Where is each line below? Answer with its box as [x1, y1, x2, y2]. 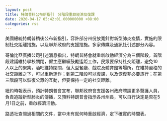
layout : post [5, 7, 32, 12]
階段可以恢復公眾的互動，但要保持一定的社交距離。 [9, 77, 114, 83]
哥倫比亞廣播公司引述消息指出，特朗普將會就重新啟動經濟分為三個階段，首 [5, 52, 158, 58]
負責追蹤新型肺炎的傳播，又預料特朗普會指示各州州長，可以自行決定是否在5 [5, 94, 161, 100]
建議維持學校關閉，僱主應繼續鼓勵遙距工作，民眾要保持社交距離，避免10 [9, 58, 158, 65]
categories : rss [5, 21, 39, 26]
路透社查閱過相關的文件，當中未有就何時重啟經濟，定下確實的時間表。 [5, 111, 149, 117]
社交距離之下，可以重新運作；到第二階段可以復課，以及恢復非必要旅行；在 [5, 71, 158, 77]
